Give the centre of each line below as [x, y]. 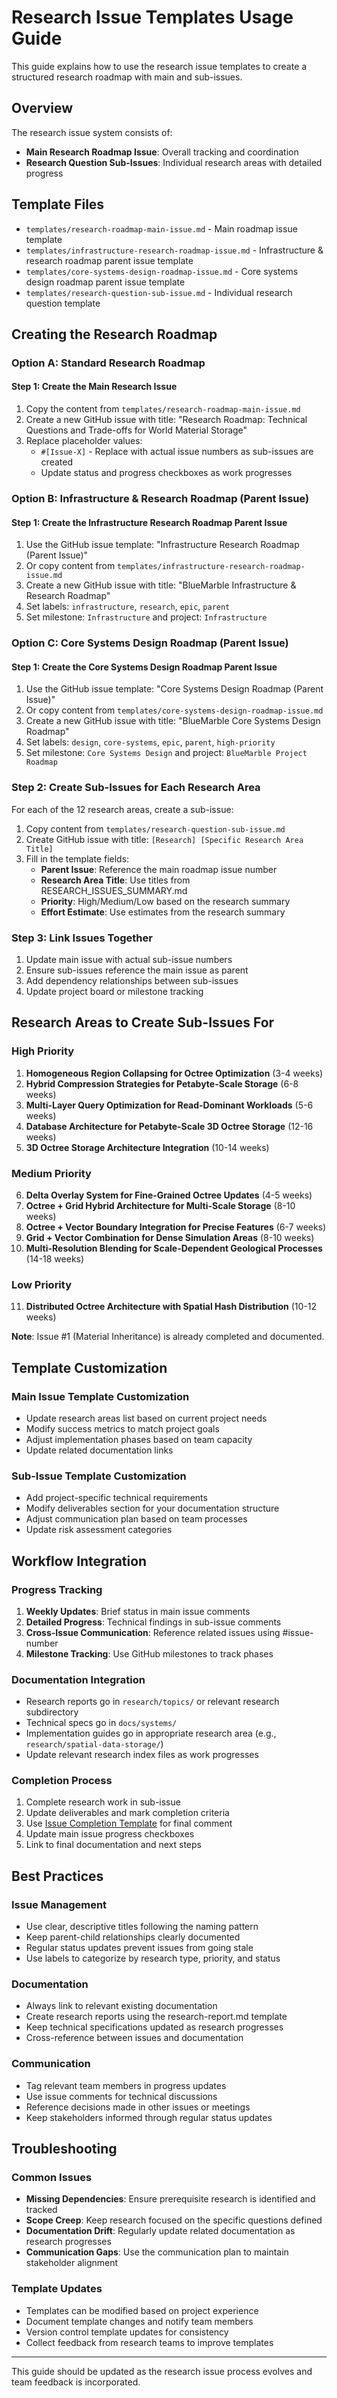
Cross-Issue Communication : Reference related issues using [153, 1632]
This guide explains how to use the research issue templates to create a [159, 66]
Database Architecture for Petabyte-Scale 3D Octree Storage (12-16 [169, 1126]
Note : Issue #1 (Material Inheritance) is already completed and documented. [168, 1337]
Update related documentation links [99, 1450]
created [56, 462]
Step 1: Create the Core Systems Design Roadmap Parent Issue [144, 667]
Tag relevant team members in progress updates [126, 2085]
